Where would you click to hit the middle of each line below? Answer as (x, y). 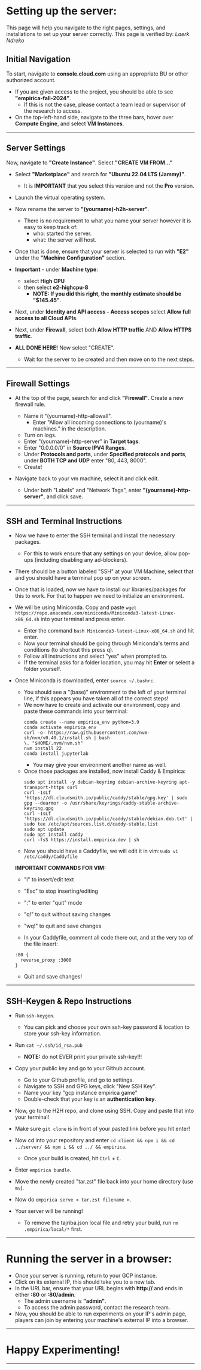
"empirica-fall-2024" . (43, 98)
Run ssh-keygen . (35, 1015)
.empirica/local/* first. (53, 1229)
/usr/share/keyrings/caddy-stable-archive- (124, 803)
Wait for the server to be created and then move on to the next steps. (109, 359)
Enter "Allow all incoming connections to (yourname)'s (100, 422)
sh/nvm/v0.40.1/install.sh (57, 738)
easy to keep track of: (51, 227)
